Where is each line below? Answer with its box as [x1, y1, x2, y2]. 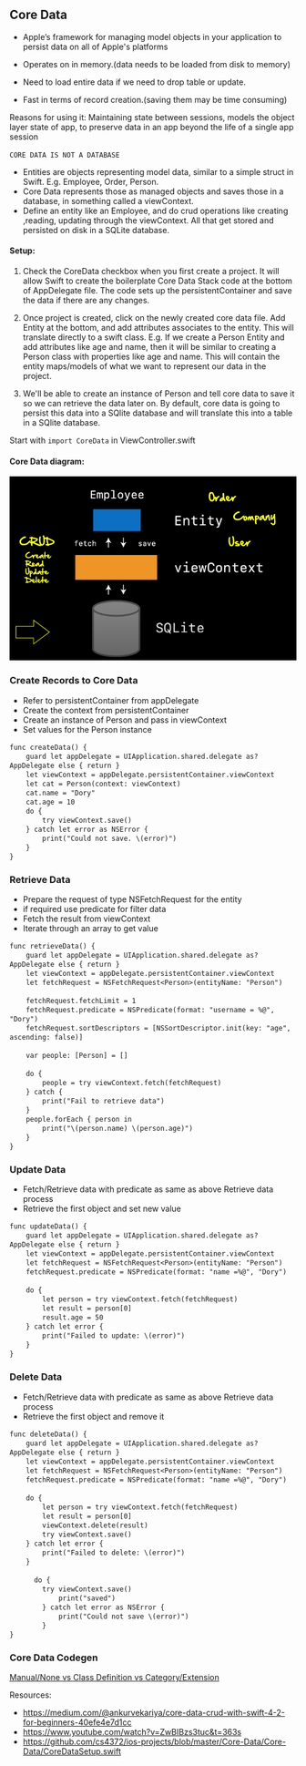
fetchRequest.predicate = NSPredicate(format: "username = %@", [25, 1006, 275, 1015]
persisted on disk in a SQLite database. [22, 224, 170, 235]
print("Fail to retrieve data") [42, 1097, 166, 1106]
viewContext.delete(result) [42, 1521, 148, 1530]
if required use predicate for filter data [22, 904, 167, 915]
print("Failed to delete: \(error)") [42, 1548, 185, 1557]
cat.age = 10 [25, 797, 76, 806]
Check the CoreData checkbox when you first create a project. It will [22, 266, 280, 277]
